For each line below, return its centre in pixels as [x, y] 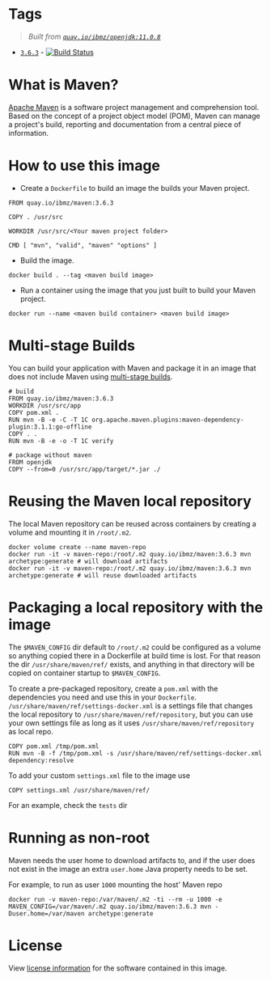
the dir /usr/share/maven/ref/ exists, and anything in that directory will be [131, 664]
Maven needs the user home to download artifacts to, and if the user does [132, 860]
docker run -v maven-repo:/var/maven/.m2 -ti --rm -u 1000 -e [115, 899]
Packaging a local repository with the [136, 607]
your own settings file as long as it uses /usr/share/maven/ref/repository [131, 723]
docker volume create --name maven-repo [78, 547]
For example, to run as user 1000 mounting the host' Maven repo [115, 884]
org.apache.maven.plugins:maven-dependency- [168, 420]
